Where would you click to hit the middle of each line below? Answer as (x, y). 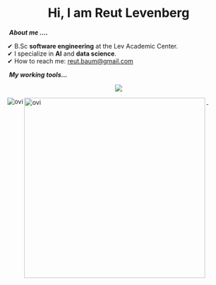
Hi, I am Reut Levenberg (119, 13)
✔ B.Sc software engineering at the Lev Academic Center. (93, 46)
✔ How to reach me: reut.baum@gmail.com (71, 61)
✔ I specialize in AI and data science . (62, 53)
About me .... (29, 32)
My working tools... (38, 75)
